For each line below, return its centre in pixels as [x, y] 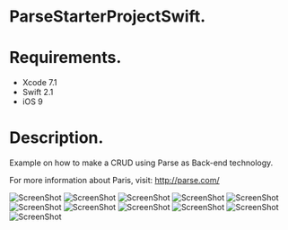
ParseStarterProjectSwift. [108, 17]
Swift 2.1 [38, 93]
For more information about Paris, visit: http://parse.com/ [114, 181]
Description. [57, 138]
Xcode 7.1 [39, 83]
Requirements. [65, 58]
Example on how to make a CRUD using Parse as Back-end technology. [141, 163]
